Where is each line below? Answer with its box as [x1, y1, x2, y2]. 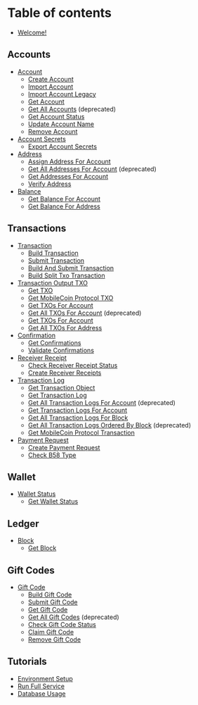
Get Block [27, 544, 57, 552]
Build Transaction [27, 249, 79, 257]
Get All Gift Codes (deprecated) [27, 613, 119, 621]
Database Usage [17, 689, 66, 698]
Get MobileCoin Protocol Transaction [27, 428, 135, 437]
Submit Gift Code [27, 598, 79, 606]
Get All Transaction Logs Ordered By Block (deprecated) [27, 420, 192, 429]
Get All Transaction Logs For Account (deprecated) [27, 398, 176, 406]
